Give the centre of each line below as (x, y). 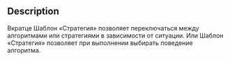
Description (33, 11)
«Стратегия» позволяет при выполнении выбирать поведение (100, 43)
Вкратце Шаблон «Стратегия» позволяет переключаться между (103, 28)
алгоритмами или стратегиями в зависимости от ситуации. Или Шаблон (115, 35)
